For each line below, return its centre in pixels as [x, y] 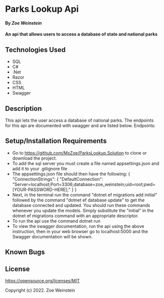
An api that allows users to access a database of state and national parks [81, 34]
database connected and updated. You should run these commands [81, 205]
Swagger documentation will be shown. [52, 236]
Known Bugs [25, 252]
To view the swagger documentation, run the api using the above [78, 226]
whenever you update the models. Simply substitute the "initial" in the [83, 210]
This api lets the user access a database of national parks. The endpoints [80, 120]
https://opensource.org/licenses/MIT [42, 281]
